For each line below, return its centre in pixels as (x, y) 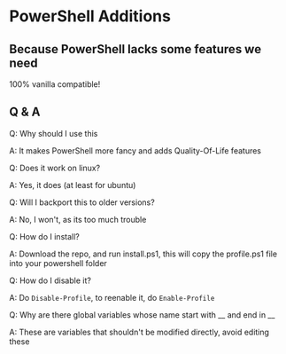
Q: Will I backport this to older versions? (82, 202)
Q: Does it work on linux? (55, 168)
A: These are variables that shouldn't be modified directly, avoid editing (139, 332)
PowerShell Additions (90, 16)
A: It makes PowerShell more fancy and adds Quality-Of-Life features (135, 150)
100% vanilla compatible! (55, 84)
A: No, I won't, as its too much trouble (78, 219)
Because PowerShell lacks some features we (135, 49)
